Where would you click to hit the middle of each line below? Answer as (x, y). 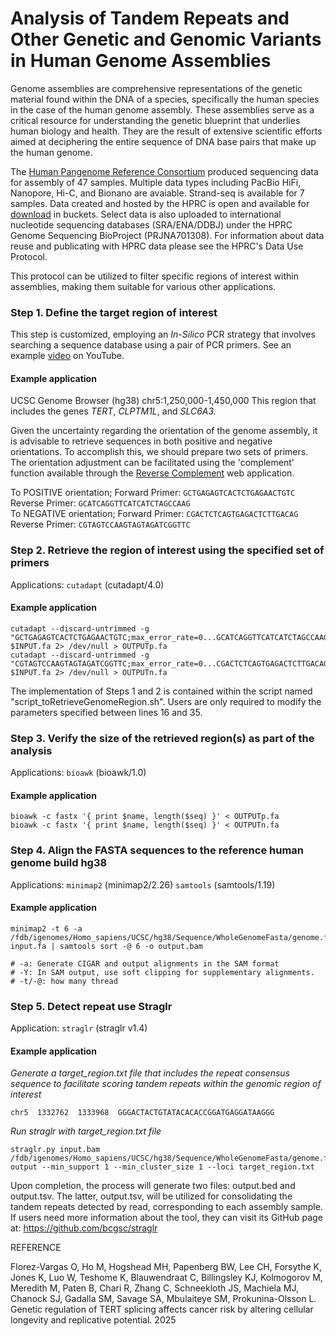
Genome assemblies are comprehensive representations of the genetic (156, 88)
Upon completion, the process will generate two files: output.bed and (153, 1186)
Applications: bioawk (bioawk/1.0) (78, 773)
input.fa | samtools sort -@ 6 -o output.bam (106, 946)
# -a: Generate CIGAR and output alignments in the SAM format (145, 963)
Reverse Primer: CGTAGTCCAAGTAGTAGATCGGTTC (100, 524)
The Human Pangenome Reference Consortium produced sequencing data (164, 171)
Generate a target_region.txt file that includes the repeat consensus (150, 1073)
